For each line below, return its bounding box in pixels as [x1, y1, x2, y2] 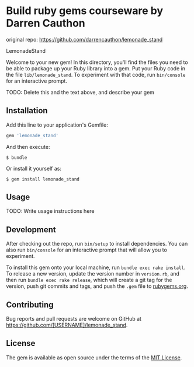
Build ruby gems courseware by [6, 4, 164, 18]
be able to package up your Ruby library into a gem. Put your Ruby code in [6, 64, 186, 72]
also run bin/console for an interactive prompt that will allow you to [6, 246, 168, 253]
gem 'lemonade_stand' [6, 132, 59, 138]
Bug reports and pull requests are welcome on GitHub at [6, 315, 142, 322]
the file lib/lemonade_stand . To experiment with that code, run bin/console [6, 71, 186, 78]
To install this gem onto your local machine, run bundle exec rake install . [6, 264, 186, 271]
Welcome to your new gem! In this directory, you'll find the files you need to [6, 59, 188, 66]
